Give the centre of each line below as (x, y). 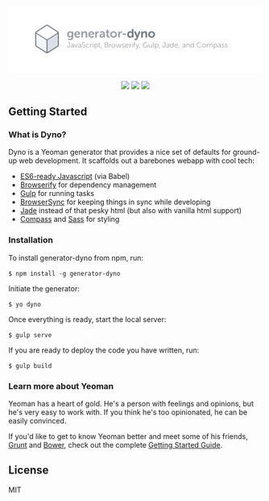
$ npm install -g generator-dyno (64, 273)
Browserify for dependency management (88, 185)
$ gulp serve (30, 335)
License (29, 470)
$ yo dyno (25, 304)
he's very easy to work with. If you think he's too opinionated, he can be (128, 412)
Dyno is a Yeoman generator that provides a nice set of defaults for (120, 152)
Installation (31, 240)
